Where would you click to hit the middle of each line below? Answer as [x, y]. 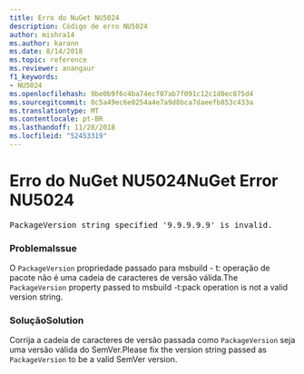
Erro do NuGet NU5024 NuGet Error [144, 181]
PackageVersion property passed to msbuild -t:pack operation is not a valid [149, 288]
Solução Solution [47, 320]
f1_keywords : [34, 77]
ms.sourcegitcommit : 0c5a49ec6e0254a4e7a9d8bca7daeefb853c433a [132, 102]
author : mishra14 [42, 34]
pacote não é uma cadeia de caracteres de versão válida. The [124, 278]
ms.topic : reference [49, 60]
